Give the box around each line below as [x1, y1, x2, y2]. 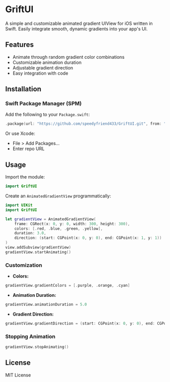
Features [5, 41, 34, 49]
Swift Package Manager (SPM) [5, 100, 82, 107]
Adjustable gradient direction [12, 64, 73, 71]
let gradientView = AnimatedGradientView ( [5, 217, 96, 222]
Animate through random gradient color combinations [12, 54, 125, 60]
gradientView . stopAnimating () [5, 344, 69, 350]
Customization [5, 261, 42, 268]
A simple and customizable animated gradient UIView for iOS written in [5, 20, 153, 26]
